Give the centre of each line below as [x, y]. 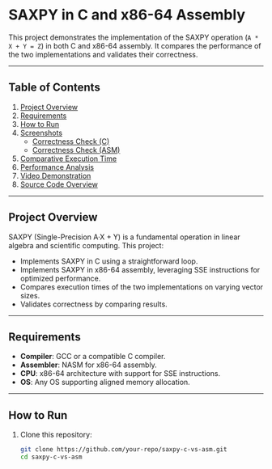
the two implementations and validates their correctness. [103, 54]
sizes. [30, 295]
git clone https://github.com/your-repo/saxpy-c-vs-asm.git [123, 450]
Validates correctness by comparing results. [93, 304]
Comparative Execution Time [68, 158]
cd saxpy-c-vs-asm [51, 457]
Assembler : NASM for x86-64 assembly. [89, 365]
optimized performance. [60, 278]
